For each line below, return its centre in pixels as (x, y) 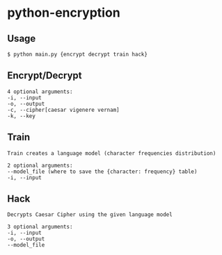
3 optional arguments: (40, 227)
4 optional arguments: (40, 92)
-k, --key (22, 116)
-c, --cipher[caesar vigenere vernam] (63, 110)
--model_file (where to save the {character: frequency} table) (102, 172)
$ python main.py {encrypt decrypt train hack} (78, 54)
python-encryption (64, 13)
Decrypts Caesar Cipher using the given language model (90, 215)
